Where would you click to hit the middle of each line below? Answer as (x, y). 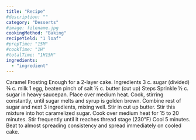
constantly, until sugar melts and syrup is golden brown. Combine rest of (94, 101)
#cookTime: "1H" (26, 50)
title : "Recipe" (26, 11)
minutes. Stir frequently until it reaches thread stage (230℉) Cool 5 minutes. (98, 120)
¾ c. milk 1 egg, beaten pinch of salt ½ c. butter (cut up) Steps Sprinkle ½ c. (97, 89)
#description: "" (27, 17)
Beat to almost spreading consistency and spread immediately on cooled (94, 125)
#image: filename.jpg (32, 28)
